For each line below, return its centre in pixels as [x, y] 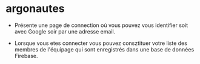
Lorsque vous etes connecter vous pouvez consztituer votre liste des [101, 43]
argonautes [35, 9]
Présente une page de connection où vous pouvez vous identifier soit [101, 25]
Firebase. [26, 56]
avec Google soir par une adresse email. [65, 31]
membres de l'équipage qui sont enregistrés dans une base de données [104, 49]
